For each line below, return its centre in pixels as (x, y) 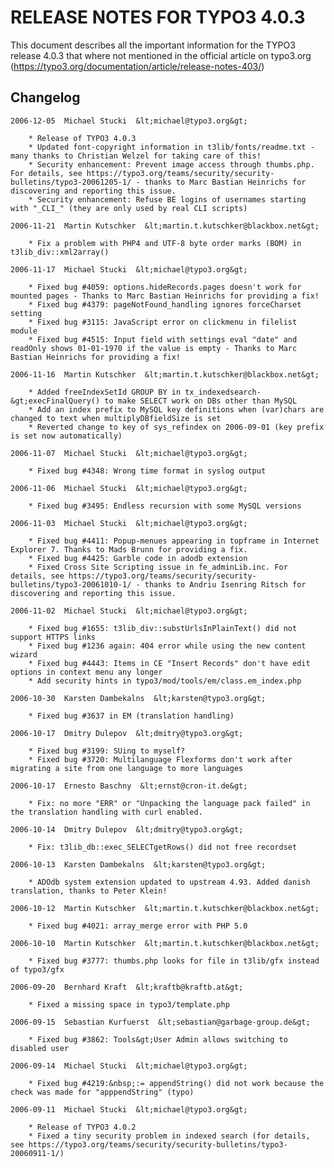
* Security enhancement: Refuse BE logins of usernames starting (167, 199)
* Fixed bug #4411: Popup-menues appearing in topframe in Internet (174, 541)
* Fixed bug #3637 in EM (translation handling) (131, 716)
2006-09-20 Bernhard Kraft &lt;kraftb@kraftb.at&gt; (127, 987)
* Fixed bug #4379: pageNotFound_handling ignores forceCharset (165, 304)
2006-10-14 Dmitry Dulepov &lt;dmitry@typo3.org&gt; (127, 829)
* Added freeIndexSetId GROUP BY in (105, 392)
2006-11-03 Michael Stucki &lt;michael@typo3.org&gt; (129, 523)
